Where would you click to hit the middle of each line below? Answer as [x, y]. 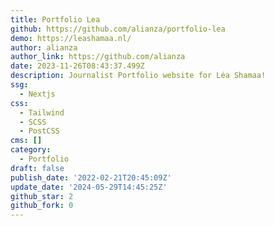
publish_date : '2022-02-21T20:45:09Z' [91, 177]
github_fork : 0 [42, 206]
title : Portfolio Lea [55, 19]
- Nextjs [37, 94]
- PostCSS [39, 131]
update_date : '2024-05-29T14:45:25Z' [89, 187]
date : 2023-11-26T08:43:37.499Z [77, 66]
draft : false [37, 168]
